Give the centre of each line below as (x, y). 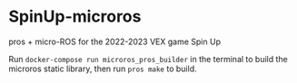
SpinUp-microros (75, 17)
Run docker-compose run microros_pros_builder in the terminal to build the (148, 59)
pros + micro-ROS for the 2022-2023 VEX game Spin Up (115, 41)
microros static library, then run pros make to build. (103, 69)
